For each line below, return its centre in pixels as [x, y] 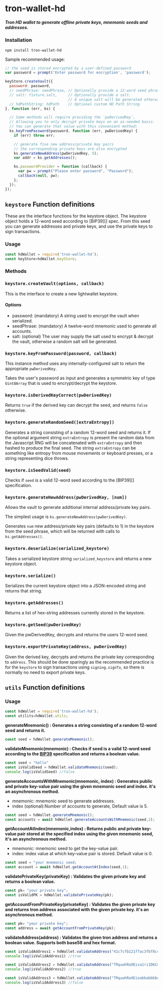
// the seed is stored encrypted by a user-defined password [68, 68]
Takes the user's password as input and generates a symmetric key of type [80, 378]
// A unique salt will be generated [105, 99]
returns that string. [24, 591]
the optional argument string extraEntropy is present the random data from [80, 437]
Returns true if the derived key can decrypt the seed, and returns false [76, 405]
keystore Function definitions [50, 204]
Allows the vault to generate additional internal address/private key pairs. [78, 507]
